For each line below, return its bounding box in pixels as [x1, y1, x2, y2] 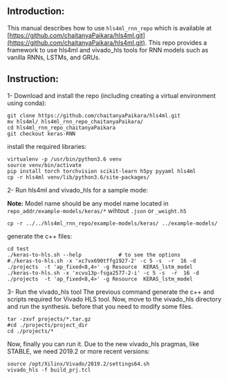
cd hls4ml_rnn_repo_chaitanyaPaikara [7, 124, 116, 131]
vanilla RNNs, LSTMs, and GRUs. [7, 53, 101, 61]
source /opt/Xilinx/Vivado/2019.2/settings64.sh [7, 360, 150, 368]
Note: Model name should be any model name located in [7, 199, 169, 208]
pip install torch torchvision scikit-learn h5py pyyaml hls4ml [7, 168, 196, 174]
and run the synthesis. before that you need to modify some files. [7, 302, 193, 310]
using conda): [7, 99, 47, 107]
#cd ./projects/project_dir [7, 321, 88, 328]
